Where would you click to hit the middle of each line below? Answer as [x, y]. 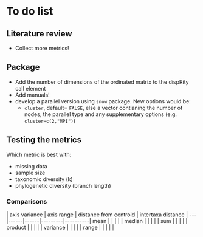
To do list [30, 11]
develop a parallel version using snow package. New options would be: [103, 101]
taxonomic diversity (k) [44, 179]
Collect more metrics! [42, 48]
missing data [31, 166]
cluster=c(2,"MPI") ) [50, 120]
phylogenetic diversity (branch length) [63, 185]
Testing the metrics [44, 140]
